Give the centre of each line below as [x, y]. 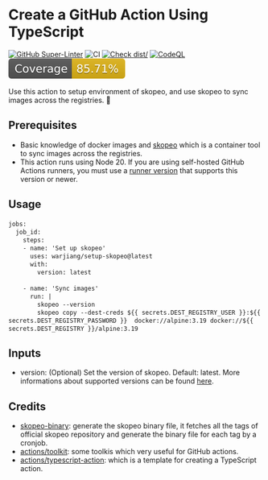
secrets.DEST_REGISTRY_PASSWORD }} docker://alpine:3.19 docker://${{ [131, 321]
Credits [27, 406]
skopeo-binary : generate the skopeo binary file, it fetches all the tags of [139, 426]
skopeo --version [66, 304]
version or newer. [49, 179]
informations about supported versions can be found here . [117, 381]
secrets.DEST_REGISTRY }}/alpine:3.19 [73, 329]
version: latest [64, 272]
